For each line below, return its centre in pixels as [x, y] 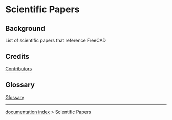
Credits [17, 56]
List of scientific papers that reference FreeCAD [56, 40]
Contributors [19, 69]
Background [25, 28]
